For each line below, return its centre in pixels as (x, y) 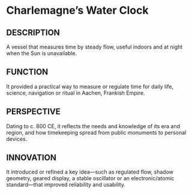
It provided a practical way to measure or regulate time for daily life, (90, 86)
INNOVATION (31, 158)
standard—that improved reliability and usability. (66, 185)
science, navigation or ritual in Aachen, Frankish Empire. (76, 93)
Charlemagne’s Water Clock (77, 10)
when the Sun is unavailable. (41, 53)
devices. (17, 139)
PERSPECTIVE (34, 112)
